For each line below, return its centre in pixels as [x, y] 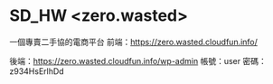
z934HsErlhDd [37, 71]
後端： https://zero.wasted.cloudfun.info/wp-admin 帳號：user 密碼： [138, 61]
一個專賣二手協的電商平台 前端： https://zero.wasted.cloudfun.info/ [133, 42]
